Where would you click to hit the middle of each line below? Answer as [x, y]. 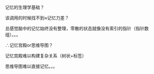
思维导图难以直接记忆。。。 [31, 66]
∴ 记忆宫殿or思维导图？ [29, 45]
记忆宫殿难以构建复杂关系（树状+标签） [46, 56]
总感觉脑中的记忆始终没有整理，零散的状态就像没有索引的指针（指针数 [77, 28]
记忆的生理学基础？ [25, 7]
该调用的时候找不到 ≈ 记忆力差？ [37, 18]
